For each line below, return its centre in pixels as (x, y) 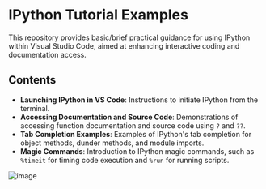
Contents (32, 80)
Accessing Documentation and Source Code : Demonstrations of (129, 117)
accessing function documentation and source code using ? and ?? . (133, 125)
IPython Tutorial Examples (98, 15)
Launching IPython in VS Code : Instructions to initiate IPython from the (139, 100)
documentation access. (47, 54)
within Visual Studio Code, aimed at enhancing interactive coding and (124, 45)
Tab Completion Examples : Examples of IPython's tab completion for (136, 134)
